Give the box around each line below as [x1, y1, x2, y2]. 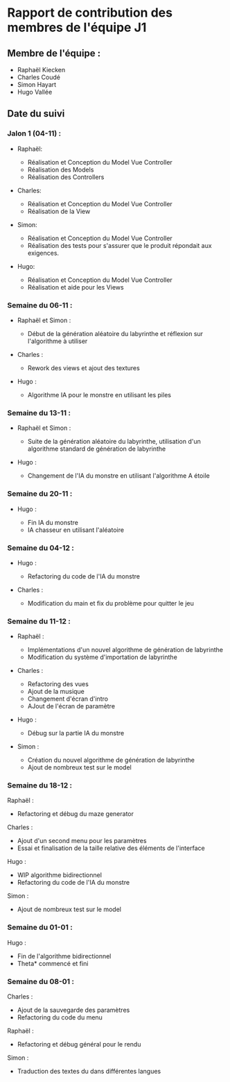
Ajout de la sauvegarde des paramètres [17, 1006, 130, 1015]
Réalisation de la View [27, 207, 91, 215]
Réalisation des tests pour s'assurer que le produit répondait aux [27, 241, 213, 249]
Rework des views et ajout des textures [27, 363, 140, 372]
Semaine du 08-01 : [7, 976, 75, 986]
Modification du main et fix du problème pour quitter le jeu [27, 599, 194, 607]
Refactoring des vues [27, 680, 89, 688]
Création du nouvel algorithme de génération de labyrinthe [27, 756, 195, 765]
